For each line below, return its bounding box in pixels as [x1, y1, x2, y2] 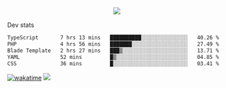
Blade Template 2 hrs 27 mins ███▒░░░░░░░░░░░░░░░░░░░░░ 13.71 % [7, 47, 219, 55]
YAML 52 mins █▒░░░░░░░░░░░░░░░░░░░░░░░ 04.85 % [7, 53, 219, 60]
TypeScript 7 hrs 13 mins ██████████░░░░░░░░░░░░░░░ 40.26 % [7, 35, 219, 42]
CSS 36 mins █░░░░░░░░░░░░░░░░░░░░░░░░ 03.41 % [7, 60, 219, 67]
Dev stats [7, 21, 35, 29]
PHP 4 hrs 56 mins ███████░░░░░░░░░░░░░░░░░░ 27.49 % [7, 41, 219, 48]
